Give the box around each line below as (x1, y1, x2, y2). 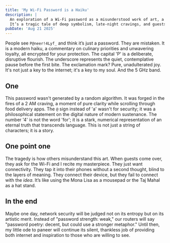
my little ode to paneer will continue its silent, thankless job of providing (5, 226, 155, 233)
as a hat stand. (5, 182, 36, 188)
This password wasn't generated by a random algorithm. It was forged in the (5, 95, 165, 101)
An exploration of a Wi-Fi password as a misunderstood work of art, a (10, 17, 164, 22)
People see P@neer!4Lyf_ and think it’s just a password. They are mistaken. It (5, 40, 165, 46)
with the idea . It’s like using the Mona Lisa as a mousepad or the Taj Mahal (5, 177, 160, 183)
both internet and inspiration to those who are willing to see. (5, 232, 131, 238)
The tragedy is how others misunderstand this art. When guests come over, (5, 155, 163, 161)
